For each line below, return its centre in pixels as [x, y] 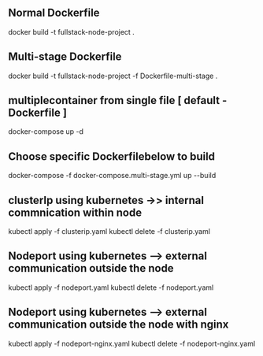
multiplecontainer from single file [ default [114, 100]
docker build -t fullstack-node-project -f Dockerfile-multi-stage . [113, 76]
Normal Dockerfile [54, 13]
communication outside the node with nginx [119, 325]
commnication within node [75, 212]
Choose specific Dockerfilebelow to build [111, 156]
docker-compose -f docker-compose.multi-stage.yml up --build [112, 176]
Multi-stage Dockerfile [65, 57]
